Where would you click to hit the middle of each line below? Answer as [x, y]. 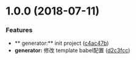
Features [19, 30]
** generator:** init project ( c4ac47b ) [62, 43]
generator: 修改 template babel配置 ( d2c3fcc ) [72, 50]
